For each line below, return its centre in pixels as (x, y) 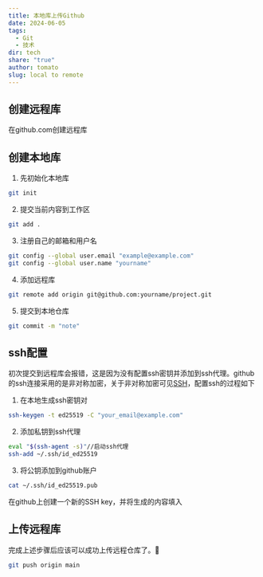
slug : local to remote (46, 75)
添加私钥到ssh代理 (50, 432)
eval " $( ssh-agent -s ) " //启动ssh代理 (69, 447)
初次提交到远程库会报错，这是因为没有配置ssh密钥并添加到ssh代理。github (131, 373)
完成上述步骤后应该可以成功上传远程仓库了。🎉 (84, 550)
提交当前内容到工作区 (55, 210)
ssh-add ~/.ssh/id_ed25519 (53, 454)
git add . (25, 225)
